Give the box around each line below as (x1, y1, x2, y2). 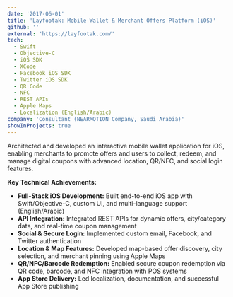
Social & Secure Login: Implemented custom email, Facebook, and (17, 229, 212, 238)
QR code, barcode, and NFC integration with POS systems (17, 267, 187, 275)
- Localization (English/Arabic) (13, 109, 112, 116)
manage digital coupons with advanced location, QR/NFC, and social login (7, 156, 223, 165)
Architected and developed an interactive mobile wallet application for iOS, (7, 141, 225, 150)
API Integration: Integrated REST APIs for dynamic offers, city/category (17, 214, 226, 223)
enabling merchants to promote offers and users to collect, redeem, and (7, 149, 217, 158)
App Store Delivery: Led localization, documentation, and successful (17, 274, 219, 283)
